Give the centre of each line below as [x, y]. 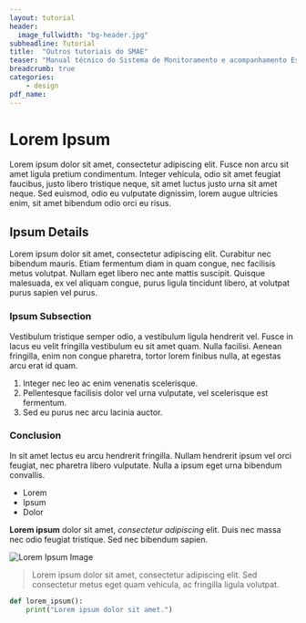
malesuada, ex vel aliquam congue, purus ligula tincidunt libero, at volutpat [149, 283]
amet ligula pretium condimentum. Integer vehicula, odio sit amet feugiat [145, 174]
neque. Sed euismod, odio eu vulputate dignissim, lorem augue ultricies [144, 193]
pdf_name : [28, 94]
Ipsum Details [49, 232]
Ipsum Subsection [51, 317]
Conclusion [36, 436]
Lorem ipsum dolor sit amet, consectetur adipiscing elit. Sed [144, 575]
